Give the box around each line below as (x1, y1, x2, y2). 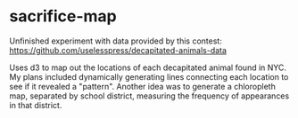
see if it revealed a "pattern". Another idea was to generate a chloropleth (9, 81, 277, 91)
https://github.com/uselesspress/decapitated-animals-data (9, 44, 228, 55)
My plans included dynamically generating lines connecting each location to (9, 71, 289, 82)
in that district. (9, 99, 62, 110)
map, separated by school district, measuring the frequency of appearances (9, 90, 290, 101)
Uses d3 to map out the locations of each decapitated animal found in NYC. (9, 62, 287, 73)
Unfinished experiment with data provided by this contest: (9, 35, 223, 46)
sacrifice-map (9, 6, 118, 27)
